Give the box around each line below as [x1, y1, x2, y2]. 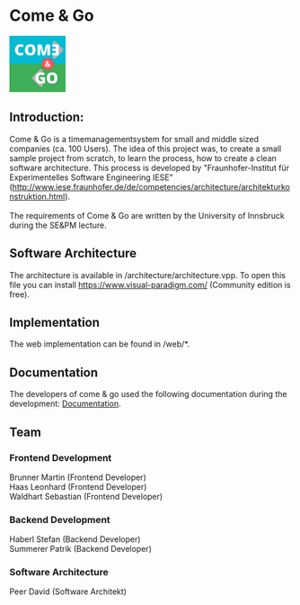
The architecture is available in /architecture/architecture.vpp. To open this [9, 269, 286, 280]
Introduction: [9, 110, 84, 125]
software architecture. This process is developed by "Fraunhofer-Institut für [9, 162, 290, 173]
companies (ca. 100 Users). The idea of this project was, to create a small [9, 143, 282, 154]
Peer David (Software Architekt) [9, 586, 128, 597]
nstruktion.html [9, 191, 66, 202]
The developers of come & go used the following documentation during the [9, 389, 287, 400]
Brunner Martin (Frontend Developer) [9, 472, 146, 483]
